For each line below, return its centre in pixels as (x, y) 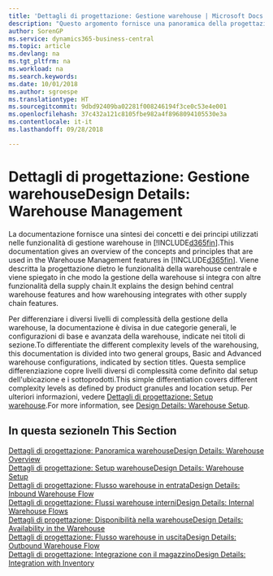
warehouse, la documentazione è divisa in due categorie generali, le (123, 327)
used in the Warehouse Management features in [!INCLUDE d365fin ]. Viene (134, 260)
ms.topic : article (39, 46)
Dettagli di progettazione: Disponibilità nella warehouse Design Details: (126, 519)
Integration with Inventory (52, 563)
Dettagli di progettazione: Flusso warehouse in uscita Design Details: (123, 537)
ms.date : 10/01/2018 (43, 84)
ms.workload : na (36, 69)
